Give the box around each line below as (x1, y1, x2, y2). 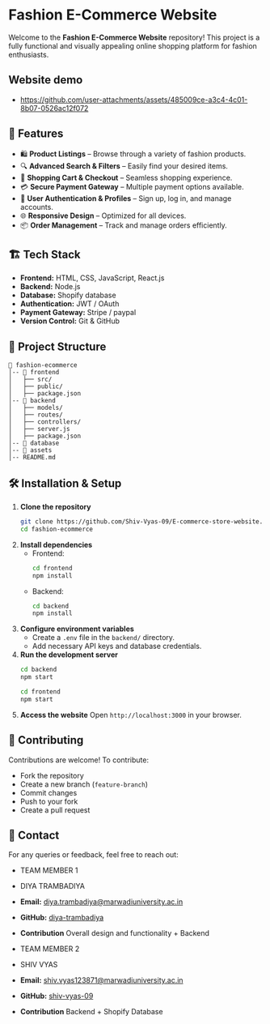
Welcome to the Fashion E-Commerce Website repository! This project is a (8, 32, 260, 42)
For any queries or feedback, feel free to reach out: (8, 850, 179, 860)
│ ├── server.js (8, 425, 70, 433)
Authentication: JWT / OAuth (19, 299, 120, 309)
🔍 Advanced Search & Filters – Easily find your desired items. (19, 160, 229, 171)
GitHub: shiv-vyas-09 (19, 991, 94, 1001)
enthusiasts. (8, 49, 49, 59)
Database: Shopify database (19, 290, 116, 301)
